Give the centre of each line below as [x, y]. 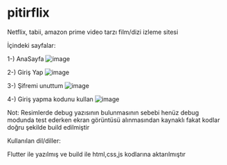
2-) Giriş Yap [25, 72]
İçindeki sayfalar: [31, 45]
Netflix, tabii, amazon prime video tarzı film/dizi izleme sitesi [93, 32]
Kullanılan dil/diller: [34, 141]
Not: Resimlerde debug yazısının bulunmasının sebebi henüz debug [103, 112]
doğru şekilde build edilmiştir [48, 127]
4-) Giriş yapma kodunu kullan [50, 99]
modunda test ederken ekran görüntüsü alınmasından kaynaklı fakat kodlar [113, 120]
